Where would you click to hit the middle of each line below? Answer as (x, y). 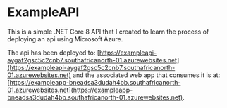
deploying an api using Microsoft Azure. (65, 39)
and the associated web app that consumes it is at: (147, 75)
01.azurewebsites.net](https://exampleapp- (70, 90)
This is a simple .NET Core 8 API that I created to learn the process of (108, 32)
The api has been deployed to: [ (54, 53)
